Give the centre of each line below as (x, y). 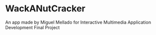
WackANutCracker (45, 9)
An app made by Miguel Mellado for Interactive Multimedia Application (78, 22)
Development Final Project (32, 27)
